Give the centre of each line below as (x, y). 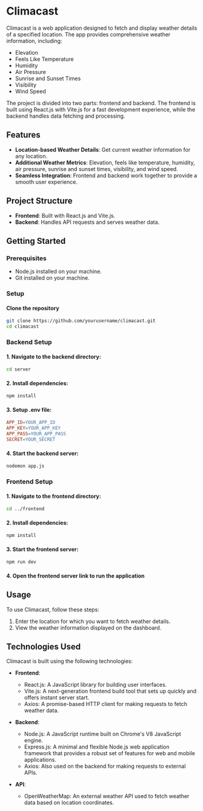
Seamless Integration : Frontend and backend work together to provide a (106, 175)
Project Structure (39, 201)
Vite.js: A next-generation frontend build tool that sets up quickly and (110, 691)
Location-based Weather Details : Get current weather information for (103, 149)
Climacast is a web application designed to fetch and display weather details (102, 28)
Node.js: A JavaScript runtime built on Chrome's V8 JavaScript (103, 734)
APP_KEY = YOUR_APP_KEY (34, 428)
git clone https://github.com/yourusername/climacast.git (81, 321)
